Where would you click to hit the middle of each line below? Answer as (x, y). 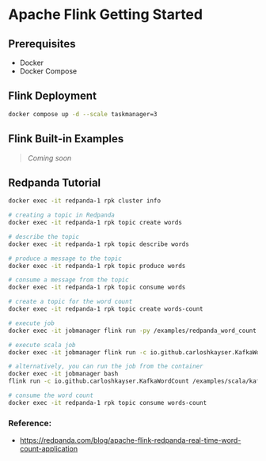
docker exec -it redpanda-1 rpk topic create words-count (106, 309)
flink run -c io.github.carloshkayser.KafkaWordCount (99, 381)
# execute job (32, 323)
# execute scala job (42, 345)
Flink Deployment (53, 96)
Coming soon (49, 158)
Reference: (30, 423)
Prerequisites (42, 44)
